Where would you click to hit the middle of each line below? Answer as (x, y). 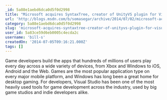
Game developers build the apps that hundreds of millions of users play (78, 60)
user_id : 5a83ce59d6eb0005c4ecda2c (42, 33)
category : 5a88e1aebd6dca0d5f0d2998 (43, 24)
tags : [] (14, 47)
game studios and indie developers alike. (47, 92)
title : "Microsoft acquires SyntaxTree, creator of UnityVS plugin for (81, 14)
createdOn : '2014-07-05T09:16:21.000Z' (46, 42)
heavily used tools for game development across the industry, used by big (81, 87)
